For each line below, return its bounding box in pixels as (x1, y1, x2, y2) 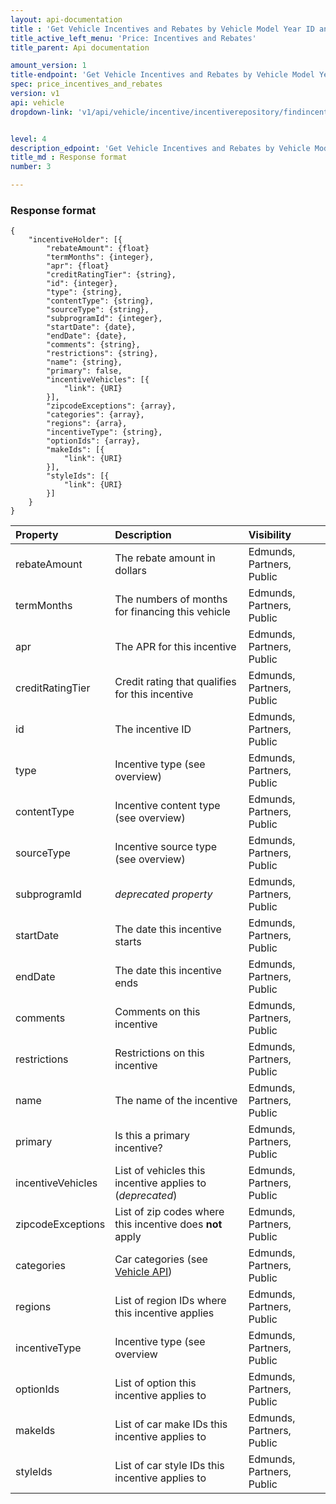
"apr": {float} (46, 261, 110, 271)
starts (114, 935, 142, 949)
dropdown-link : (10, 107, 74, 117)
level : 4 (10, 134, 47, 144)
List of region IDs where (114, 1294, 227, 1308)
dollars (114, 564, 147, 578)
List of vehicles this (114, 1164, 206, 1178)
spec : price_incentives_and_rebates (10, 79, 163, 90)
